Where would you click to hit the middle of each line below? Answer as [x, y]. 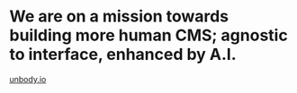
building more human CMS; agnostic [148, 35]
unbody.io [28, 79]
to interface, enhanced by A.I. [123, 55]
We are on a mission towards [119, 17]
